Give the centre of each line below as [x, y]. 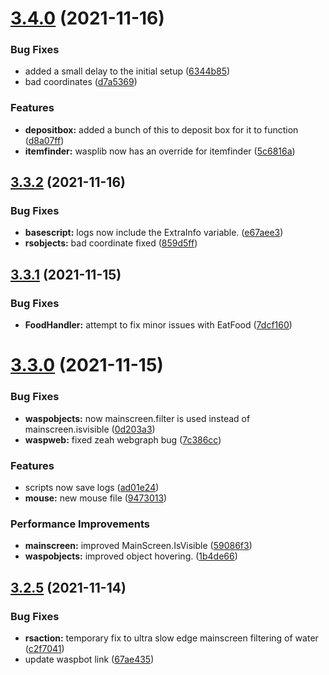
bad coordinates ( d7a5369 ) [81, 82]
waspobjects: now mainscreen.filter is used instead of [137, 418]
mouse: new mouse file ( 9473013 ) [96, 498]
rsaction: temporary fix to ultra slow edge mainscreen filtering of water [171, 638]
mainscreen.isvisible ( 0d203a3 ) [90, 429]
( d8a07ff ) [44, 140]
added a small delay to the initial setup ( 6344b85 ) [127, 71]
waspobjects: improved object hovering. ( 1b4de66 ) [131, 556]
